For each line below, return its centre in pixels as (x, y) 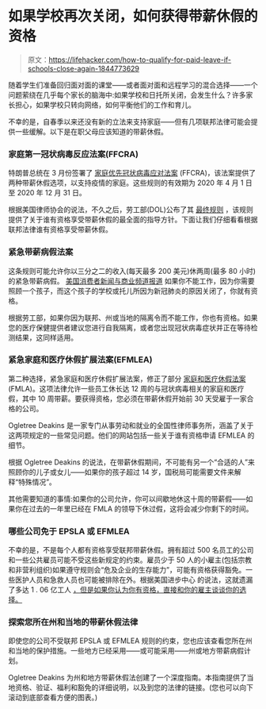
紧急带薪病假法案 (41, 252)
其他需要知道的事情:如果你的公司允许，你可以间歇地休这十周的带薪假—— (127, 499)
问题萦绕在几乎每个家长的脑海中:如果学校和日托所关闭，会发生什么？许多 (127, 94)
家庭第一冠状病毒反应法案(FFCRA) (73, 154)
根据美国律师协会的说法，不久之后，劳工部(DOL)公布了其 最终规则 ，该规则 (131, 210)
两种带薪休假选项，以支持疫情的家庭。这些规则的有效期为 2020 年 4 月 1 (126, 183)
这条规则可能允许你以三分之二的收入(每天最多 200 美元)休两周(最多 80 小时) (132, 271)
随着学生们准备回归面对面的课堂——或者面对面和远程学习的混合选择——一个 (133, 85)
